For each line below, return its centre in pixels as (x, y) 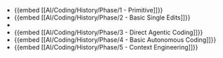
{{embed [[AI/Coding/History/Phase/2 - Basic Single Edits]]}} (102, 17)
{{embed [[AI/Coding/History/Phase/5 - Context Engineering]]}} (106, 47)
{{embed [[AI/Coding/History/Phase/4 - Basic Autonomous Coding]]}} (115, 40)
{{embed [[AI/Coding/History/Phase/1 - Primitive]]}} (88, 10)
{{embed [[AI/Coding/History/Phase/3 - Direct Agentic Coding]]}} (108, 32)
